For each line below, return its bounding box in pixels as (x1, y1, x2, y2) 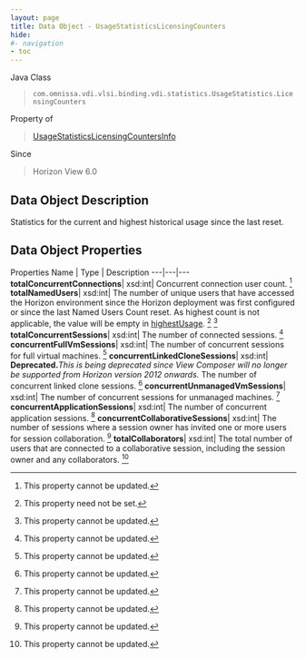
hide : (10, 30, 31, 39)
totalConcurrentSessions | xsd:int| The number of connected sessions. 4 (10, 328, 284, 340)
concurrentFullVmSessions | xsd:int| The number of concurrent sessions (10, 339, 285, 349)
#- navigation (10, 38, 64, 48)
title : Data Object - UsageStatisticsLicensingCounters (10, 22, 226, 31)
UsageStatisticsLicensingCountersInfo (32, 131, 176, 142)
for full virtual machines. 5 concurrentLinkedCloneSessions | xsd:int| (10, 349, 269, 361)
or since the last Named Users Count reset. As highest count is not (10, 307, 260, 318)
